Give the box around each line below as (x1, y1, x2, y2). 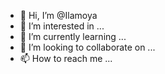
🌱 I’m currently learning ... (19, 31, 127, 42)
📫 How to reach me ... (19, 53, 113, 64)
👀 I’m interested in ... (19, 20, 105, 32)
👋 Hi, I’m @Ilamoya (19, 10, 98, 21)
